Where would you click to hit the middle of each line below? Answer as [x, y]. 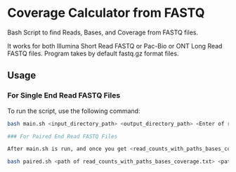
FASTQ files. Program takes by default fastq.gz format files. [93, 53]
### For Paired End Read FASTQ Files [63, 136]
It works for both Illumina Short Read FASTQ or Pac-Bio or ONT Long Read [115, 46]
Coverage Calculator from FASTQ [106, 13]
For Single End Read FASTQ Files [64, 95]
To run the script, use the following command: [74, 111]
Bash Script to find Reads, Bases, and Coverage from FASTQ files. [103, 32]
